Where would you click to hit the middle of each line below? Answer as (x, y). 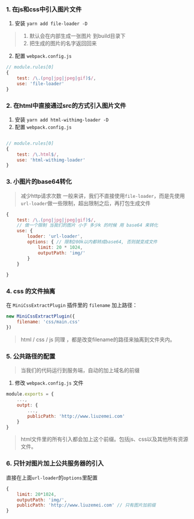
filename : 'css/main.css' (49, 322)
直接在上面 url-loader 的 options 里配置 (52, 478)
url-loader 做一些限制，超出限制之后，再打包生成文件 (86, 203)
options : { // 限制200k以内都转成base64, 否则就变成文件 (92, 242)
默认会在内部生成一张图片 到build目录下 (77, 36)
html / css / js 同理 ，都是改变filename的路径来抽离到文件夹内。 (98, 339)
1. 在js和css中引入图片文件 (44, 9)
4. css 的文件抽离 (31, 291)
